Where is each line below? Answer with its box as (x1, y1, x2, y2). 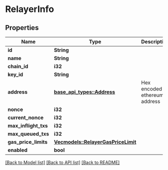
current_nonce (7, 114, 44, 121)
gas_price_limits (7, 138, 47, 145)
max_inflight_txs (7, 122, 48, 129)
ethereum (141, 91, 164, 98)
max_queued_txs (7, 130, 49, 137)
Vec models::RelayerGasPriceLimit (53, 138, 136, 145)
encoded (141, 85, 162, 92)
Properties (5, 23, 39, 32)
